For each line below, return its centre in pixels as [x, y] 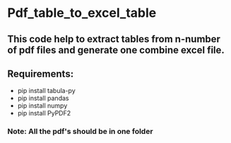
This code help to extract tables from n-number [114, 39]
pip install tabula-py [46, 91]
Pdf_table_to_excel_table [82, 13]
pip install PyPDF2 [44, 113]
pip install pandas [43, 98]
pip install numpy [42, 106]
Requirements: [41, 74]
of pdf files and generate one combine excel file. [116, 50]
